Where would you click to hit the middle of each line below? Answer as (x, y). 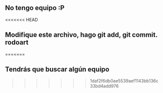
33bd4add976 (104, 86)
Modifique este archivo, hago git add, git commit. (81, 35)
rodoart (17, 42)
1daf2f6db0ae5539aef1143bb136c (124, 81)
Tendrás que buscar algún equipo (57, 70)
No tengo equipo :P (35, 8)
